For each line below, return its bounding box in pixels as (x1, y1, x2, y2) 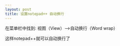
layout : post (5, 7, 32, 12)
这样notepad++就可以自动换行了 (5, 35, 70, 41)
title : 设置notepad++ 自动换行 (5, 11, 64, 16)
